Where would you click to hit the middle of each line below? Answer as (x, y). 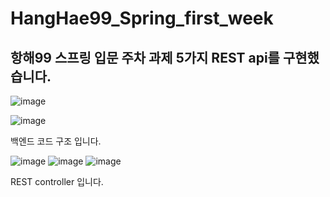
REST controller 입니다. (57, 181)
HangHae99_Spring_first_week (142, 18)
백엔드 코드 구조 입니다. (56, 141)
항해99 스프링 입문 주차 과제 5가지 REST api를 (145, 57)
